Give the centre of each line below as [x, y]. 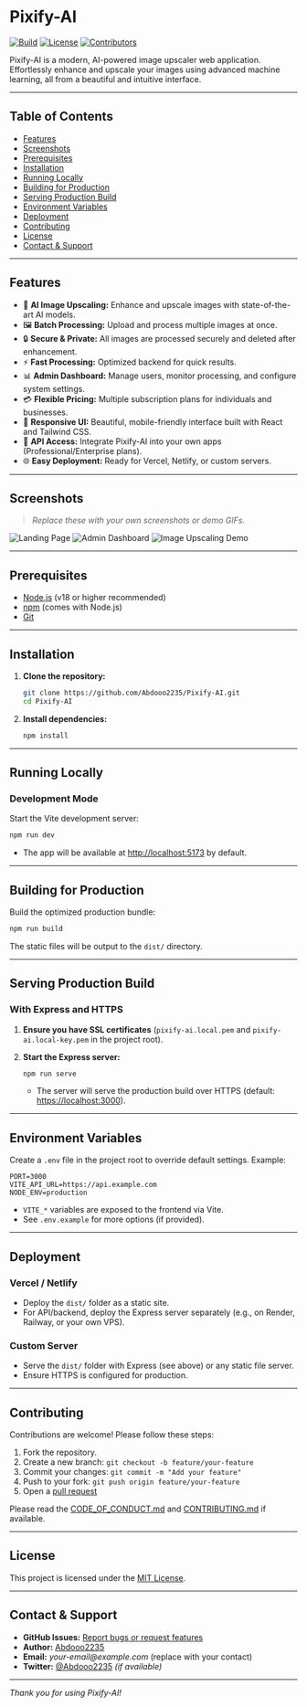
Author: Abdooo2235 [64, 1647]
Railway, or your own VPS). [74, 1321]
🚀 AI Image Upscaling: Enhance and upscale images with [131, 304]
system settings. [53, 388]
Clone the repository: [64, 676]
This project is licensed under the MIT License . [98, 1577]
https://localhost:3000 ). [81, 1101]
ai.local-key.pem [56, 1040]
